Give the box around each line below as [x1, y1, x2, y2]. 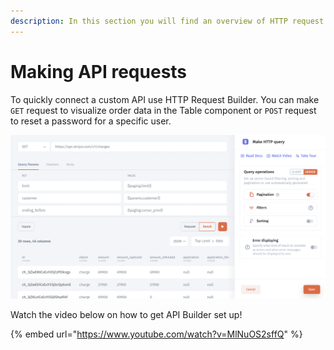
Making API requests [10, 60, 188, 83]
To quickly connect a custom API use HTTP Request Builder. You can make [10, 93, 320, 105]
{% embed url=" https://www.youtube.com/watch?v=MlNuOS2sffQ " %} [10, 328, 303, 340]
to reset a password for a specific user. [10, 115, 172, 127]
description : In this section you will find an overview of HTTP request [10, 16, 325, 26]
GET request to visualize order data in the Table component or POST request [10, 104, 317, 116]
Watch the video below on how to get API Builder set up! [10, 308, 243, 320]
